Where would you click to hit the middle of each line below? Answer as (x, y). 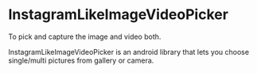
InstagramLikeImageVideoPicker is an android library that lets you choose (128, 52)
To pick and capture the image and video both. (85, 36)
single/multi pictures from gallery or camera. (81, 60)
